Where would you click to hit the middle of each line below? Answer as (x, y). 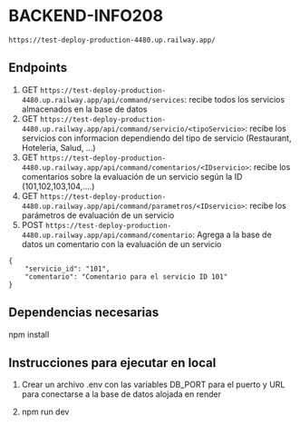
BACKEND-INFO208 (86, 16)
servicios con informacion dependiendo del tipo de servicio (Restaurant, (156, 138)
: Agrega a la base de (232, 234)
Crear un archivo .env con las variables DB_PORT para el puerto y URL (153, 385)
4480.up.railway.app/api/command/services (103, 100)
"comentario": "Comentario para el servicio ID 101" (126, 277)
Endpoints (38, 68)
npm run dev (45, 412)
